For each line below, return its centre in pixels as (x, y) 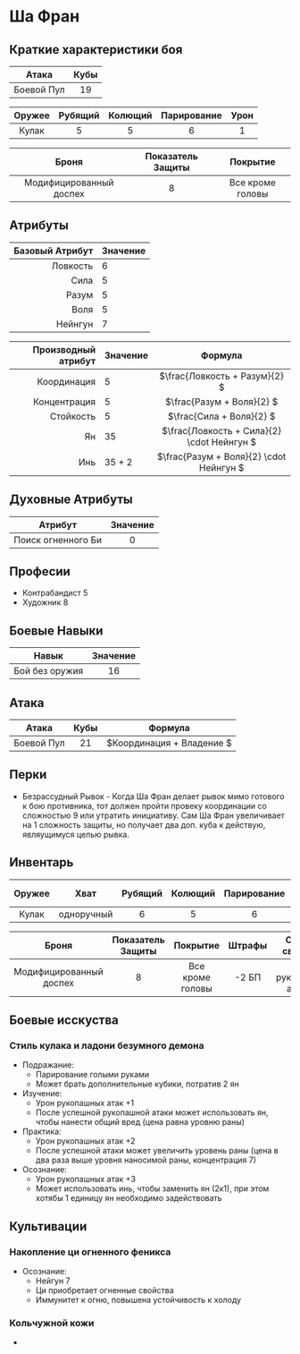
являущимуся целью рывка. (75, 834)
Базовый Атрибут (54, 251)
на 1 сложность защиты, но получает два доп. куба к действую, (144, 824)
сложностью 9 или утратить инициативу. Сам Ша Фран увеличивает (154, 815)
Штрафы (248, 945)
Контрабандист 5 (55, 593)
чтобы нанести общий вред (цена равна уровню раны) (140, 1122)
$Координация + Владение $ (169, 743)
